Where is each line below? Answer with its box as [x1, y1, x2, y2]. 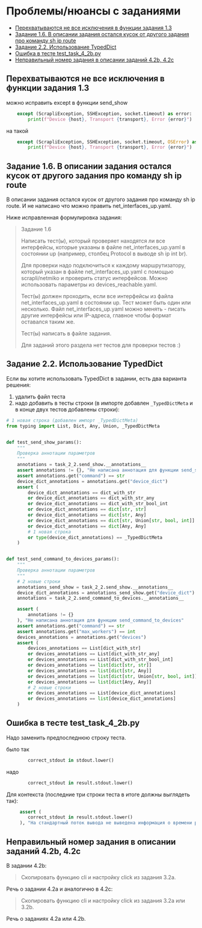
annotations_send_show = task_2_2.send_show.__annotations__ [17, 584, 173, 590]
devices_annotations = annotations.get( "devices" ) [17, 634, 147, 640]
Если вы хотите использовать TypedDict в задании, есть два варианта [6, 375, 187, 382]
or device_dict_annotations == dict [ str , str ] [28, 506, 147, 512]
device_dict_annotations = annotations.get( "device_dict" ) [17, 478, 168, 484]
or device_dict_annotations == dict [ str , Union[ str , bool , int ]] [28, 517, 195, 523]
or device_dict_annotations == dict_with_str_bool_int [28, 501, 168, 507]
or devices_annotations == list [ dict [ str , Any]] [28, 667, 152, 674]
